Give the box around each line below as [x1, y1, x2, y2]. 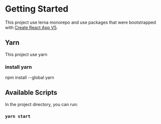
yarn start [5, 113, 31, 119]
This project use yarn [5, 51, 48, 57]
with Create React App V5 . [5, 24, 58, 30]
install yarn [5, 63, 32, 70]
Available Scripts [5, 89, 57, 97]
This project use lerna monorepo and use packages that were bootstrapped [5, 19, 156, 25]
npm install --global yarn [5, 75, 54, 80]
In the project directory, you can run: [5, 101, 78, 107]
